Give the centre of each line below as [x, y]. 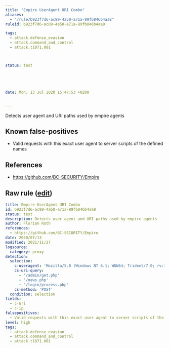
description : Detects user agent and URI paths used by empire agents [81, 219]
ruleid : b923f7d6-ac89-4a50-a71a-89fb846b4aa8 [55, 24]
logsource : [17, 247]
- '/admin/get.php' [39, 276]
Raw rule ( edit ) [29, 193]
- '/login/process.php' [44, 285]
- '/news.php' [34, 280]
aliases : [14, 15]
